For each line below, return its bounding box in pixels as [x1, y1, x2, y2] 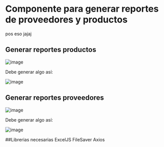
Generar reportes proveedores [5, 94, 104, 102]
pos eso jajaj [5, 31, 32, 37]
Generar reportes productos [5, 45, 97, 54]
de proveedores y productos [5, 14, 128, 25]
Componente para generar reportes [5, 3, 159, 15]
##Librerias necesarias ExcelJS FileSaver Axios [5, 136, 105, 142]
